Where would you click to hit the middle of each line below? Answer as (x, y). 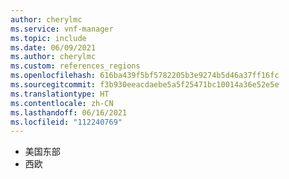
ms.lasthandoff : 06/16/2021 (69, 112)
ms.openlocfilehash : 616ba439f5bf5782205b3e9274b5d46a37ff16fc (145, 76)
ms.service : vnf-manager (62, 29)
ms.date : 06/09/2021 (53, 47)
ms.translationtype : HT (60, 94)
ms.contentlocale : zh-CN (62, 103)
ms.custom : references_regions (75, 66)
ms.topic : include (48, 38)
